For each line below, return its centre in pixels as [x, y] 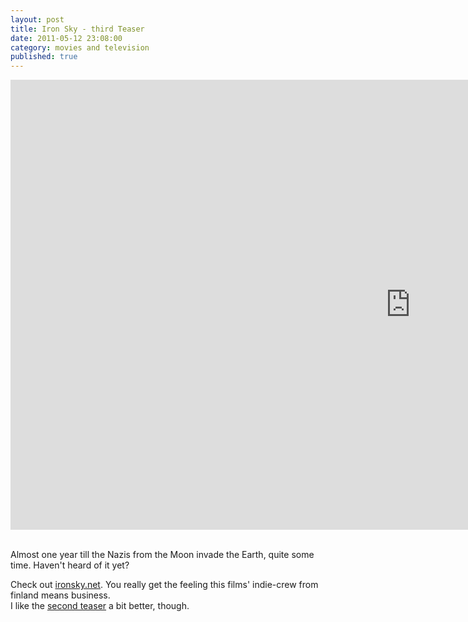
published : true [44, 57]
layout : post [37, 19]
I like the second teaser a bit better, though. [100, 606]
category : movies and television [80, 47]
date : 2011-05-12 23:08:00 [66, 38]
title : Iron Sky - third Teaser [77, 29]
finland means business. [60, 595]
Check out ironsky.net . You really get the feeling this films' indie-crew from [164, 585]
